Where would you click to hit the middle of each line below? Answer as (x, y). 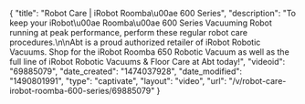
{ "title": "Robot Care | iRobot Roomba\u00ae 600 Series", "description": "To (153, 13)
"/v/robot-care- (258, 81)
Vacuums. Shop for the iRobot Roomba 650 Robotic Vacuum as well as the (149, 52)
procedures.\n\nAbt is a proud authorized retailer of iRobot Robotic (135, 42)
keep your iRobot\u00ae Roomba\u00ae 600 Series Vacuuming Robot (141, 23)
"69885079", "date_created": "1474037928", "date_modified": (126, 71)
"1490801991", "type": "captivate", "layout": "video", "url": (118, 81)
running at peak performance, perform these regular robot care (129, 32)
